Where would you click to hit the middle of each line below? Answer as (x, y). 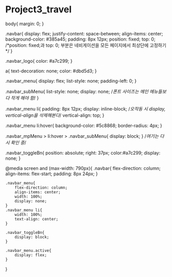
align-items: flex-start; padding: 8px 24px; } (52, 174)
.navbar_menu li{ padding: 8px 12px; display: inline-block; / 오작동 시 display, (85, 108)
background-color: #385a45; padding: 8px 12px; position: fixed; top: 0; (80, 39)
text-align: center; (36, 219)
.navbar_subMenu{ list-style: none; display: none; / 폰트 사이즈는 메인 (77, 91)
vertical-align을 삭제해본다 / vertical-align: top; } (55, 115)
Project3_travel (39, 10)
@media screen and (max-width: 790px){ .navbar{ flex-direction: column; (83, 168)
